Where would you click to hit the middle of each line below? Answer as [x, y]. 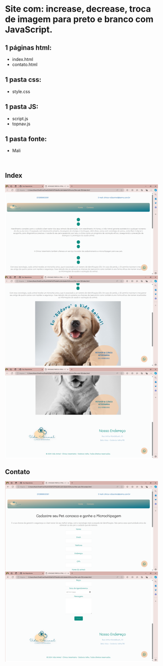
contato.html [25, 65]
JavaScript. [29, 30]
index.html [23, 59]
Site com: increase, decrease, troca [78, 9]
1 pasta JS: [22, 107]
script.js [20, 118]
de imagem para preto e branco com [79, 19]
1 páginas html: [28, 47]
